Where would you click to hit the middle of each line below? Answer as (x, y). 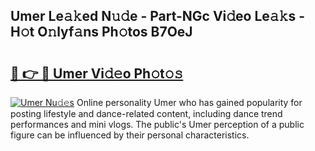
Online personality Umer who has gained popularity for (189, 102)
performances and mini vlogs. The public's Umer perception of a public (157, 124)
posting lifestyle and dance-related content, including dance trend (146, 113)
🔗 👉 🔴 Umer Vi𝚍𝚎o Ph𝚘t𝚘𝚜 (97, 73)
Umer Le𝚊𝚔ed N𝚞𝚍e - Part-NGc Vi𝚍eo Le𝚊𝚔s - (158, 16)
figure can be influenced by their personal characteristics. (130, 135)
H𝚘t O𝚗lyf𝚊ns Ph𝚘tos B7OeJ (101, 32)
